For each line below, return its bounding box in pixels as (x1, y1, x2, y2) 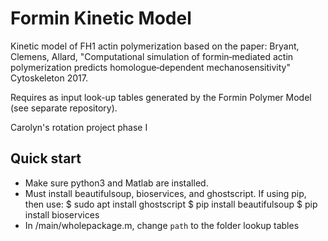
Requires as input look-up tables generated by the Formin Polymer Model (10, 91, 312, 103)
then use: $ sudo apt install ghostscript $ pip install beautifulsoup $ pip (24, 198, 318, 210)
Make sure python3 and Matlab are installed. (24, 177, 209, 189)
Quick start (10, 150, 82, 167)
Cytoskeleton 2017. (10, 72, 88, 84)
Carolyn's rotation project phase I (10, 121, 148, 133)
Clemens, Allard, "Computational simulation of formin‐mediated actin (10, 50, 294, 62)
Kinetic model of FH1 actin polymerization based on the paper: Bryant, (10, 40, 300, 52)
